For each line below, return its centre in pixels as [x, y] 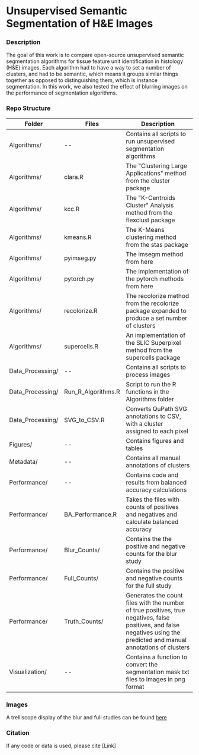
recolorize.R [81, 310]
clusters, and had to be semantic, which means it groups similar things [92, 74]
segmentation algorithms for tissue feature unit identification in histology [95, 61]
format [135, 687]
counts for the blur [152, 553]
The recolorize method [158, 295]
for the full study [149, 586]
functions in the [147, 392]
